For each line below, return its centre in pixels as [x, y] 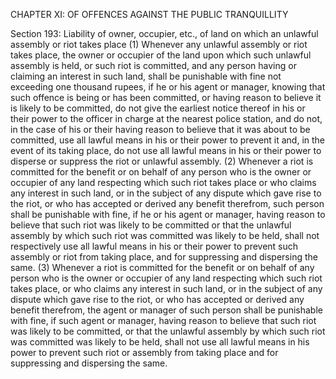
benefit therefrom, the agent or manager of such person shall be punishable [166, 310]
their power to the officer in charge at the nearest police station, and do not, [166, 118]
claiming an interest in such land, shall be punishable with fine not [146, 76]
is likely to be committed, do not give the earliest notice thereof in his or [158, 108]
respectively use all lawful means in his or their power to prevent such [154, 246]
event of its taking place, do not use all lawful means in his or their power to [166, 150]
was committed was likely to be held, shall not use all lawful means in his [160, 342]
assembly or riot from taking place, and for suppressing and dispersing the [164, 257]
